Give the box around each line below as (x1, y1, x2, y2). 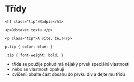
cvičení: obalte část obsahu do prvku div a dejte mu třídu (12, 71, 125, 77)
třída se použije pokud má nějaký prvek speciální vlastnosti (12, 61, 130, 67)
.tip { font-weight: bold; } (5, 53, 64, 58)
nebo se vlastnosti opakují (12, 66, 64, 72)
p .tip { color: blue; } (5, 44, 53, 49)
